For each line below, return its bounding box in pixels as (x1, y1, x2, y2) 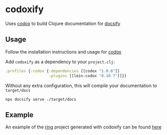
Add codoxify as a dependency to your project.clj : (5, 59, 115, 65)
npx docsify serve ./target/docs (5, 97, 77, 102)
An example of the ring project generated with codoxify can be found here (5, 124, 162, 130)
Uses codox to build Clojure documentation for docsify (5, 20, 121, 26)
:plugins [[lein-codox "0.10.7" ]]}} (49, 73, 127, 78)
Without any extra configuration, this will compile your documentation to (5, 83, 157, 89)
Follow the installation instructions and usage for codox (5, 48, 122, 55)
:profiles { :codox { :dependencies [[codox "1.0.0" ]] (5, 68, 120, 73)
